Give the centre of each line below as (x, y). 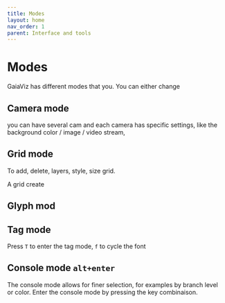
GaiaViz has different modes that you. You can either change (93, 87)
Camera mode (38, 108)
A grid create (26, 184)
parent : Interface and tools (49, 33)
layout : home (26, 20)
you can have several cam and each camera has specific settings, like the (112, 125)
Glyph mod (31, 206)
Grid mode (30, 154)
